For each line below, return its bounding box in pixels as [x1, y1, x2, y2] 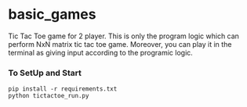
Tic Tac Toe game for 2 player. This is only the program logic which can [8, 31, 239, 41]
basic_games [8, 5, 96, 23]
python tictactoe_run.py [8, 92, 89, 100]
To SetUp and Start [8, 67, 82, 78]
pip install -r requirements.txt [8, 85, 118, 93]
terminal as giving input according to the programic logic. [8, 48, 194, 57]
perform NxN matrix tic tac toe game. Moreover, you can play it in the [8, 39, 232, 48]
